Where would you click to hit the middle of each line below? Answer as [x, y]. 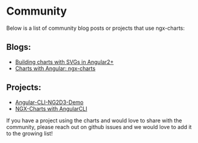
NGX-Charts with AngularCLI [51, 108]
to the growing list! [29, 133]
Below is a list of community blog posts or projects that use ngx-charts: [96, 28]
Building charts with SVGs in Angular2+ [64, 61]
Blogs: [19, 47]
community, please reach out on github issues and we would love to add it [99, 127]
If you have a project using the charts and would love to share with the [94, 120]
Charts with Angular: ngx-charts [55, 68]
